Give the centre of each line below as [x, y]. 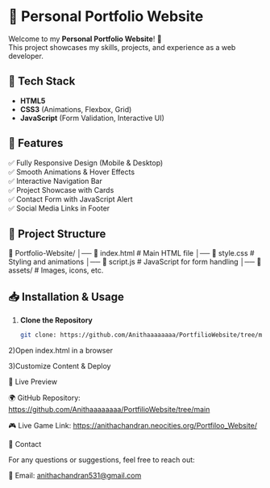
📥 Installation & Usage [66, 296]
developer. [26, 56]
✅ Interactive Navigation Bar [55, 181]
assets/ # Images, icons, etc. [56, 270]
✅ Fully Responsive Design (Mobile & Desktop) [86, 163]
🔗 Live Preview [33, 382]
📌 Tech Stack [42, 81]
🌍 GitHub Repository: [44, 398]
